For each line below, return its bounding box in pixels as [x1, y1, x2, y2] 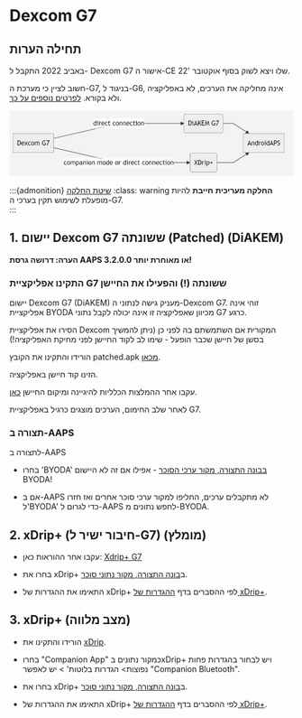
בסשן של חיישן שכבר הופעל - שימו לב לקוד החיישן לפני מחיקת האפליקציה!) [9, 333, 264, 344]
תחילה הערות [9, 42, 82, 57]
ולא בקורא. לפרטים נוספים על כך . [9, 92, 122, 103]
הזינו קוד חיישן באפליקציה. [9, 368, 98, 379]
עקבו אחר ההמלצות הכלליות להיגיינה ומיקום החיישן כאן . [9, 386, 197, 397]
